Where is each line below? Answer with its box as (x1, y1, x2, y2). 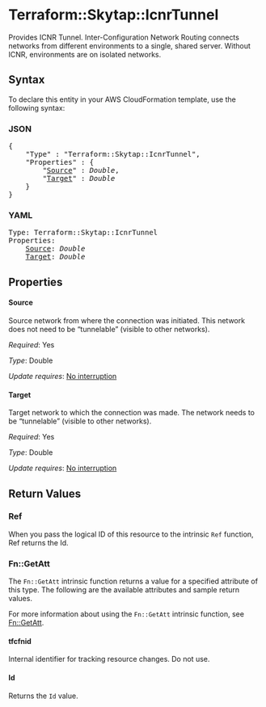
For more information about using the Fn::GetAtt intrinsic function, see (8, 609, 245, 619)
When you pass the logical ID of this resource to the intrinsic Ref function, (8, 529, 254, 539)
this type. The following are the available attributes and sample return (8, 585, 240, 595)
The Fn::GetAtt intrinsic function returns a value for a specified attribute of (8, 576, 259, 587)
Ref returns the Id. (8, 537, 69, 547)
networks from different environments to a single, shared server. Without (8, 40, 251, 50)
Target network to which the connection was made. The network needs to (8, 408, 255, 418)
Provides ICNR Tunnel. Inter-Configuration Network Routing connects (8, 32, 240, 42)
